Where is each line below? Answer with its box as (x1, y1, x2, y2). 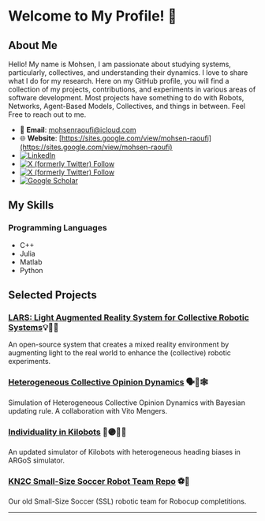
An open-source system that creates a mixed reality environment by (8, 339, 230, 350)
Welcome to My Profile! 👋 (8, 7, 177, 25)
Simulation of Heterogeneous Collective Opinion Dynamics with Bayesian (8, 398, 246, 407)
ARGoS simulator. (8, 455, 65, 465)
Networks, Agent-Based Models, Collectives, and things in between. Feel (8, 102, 246, 111)
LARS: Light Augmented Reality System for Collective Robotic (8, 312, 250, 323)
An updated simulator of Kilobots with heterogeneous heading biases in (8, 447, 241, 456)
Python (19, 265, 43, 275)
